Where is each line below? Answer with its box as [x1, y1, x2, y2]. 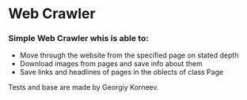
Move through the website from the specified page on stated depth [19, 50, 239, 60]
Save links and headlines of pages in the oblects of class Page [19, 68, 224, 77]
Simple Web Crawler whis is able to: [8, 33, 149, 44]
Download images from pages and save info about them [19, 59, 203, 69]
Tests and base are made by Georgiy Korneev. [8, 83, 160, 92]
